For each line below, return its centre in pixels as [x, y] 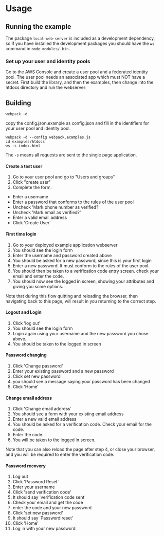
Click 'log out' [27, 323]
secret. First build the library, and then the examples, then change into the [80, 82]
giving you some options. [38, 286]
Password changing [26, 355]
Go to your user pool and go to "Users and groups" [64, 177]
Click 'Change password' [38, 366]
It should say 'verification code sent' [49, 497]
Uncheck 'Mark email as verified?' [47, 213]
